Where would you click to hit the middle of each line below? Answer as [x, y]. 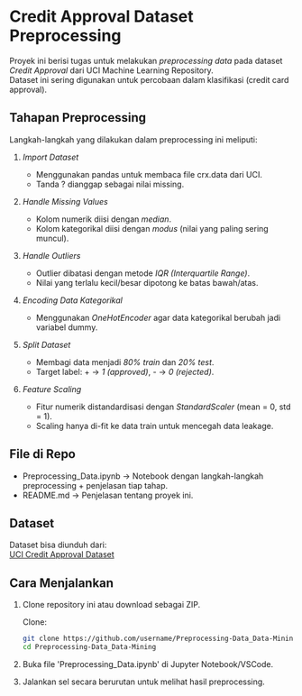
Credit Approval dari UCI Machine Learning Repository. [111, 70]
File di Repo [43, 454]
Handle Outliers [51, 255]
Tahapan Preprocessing [78, 118]
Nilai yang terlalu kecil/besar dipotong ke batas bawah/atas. [147, 282]
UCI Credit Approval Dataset [62, 554]
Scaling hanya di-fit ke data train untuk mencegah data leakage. [155, 426]
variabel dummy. [67, 327]
